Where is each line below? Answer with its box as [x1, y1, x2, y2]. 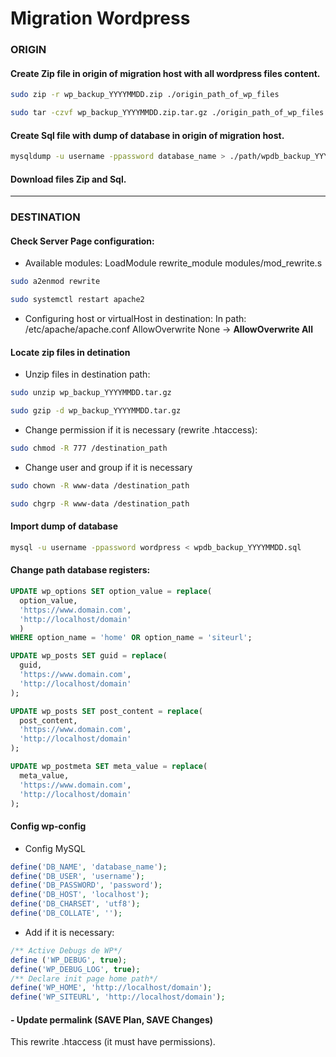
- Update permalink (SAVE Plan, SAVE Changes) [10, 1013, 214, 1026]
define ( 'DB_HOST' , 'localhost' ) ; [10, 890, 150, 900]
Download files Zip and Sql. [10, 173, 127, 185]
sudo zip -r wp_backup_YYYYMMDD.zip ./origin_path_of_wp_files [10, 90, 280, 100]
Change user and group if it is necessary [24, 462, 193, 474]
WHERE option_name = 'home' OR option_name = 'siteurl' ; [10, 633, 253, 643]
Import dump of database [10, 520, 119, 532]
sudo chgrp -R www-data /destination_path [10, 498, 190, 509]
